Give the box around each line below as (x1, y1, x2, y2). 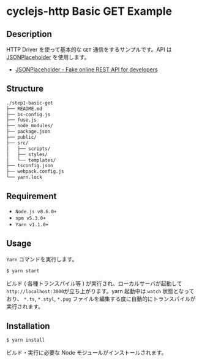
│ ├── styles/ (6, 151, 48, 157)
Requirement (6, 191, 57, 202)
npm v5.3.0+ (15, 215, 46, 221)
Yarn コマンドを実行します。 (6, 255, 78, 262)
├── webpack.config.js (6, 168, 64, 175)
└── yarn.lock (6, 174, 43, 181)
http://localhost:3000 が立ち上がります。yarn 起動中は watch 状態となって (6, 287, 195, 294)
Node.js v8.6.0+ (15, 208, 57, 214)
